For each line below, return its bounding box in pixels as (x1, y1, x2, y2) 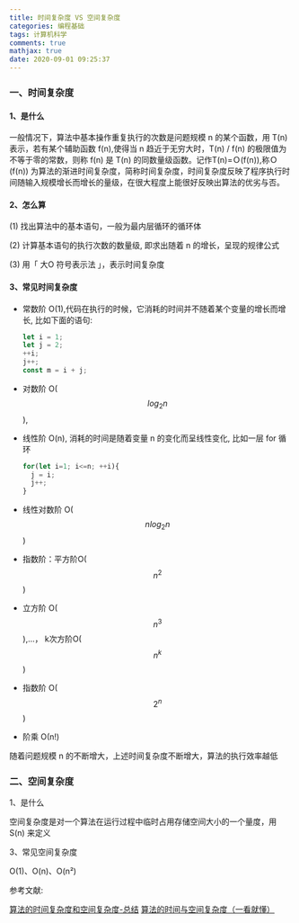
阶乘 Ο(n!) (22, 730, 60, 742)
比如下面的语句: (34, 314, 92, 325)
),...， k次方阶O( (22, 633, 83, 644)
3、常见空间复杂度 (9, 847, 78, 857)
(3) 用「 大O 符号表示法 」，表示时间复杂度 (9, 259, 165, 270)
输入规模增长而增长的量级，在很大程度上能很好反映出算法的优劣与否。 (24, 177, 285, 188)
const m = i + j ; (22, 366, 88, 375)
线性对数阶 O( (22, 505, 74, 515)
